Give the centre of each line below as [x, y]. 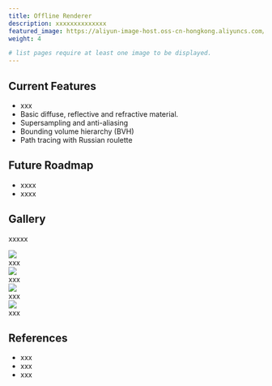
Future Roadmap [51, 166]
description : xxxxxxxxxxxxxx [57, 24]
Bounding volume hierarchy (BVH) [77, 131]
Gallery [27, 219]
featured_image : [36, 31]
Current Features [53, 86]
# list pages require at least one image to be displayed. [110, 54]
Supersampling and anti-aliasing [74, 122]
